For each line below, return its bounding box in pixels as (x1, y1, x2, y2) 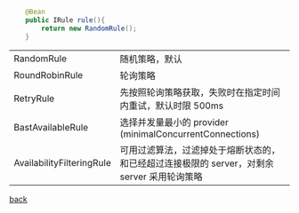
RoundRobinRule (13, 68, 84, 81)
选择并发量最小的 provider (119, 115, 229, 128)
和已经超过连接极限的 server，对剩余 (119, 157, 274, 170)
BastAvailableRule (13, 121, 89, 133)
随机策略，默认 (119, 52, 182, 65)
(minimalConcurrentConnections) (119, 128, 260, 140)
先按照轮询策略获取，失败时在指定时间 (119, 86, 280, 99)
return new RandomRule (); (41, 24, 138, 33)
